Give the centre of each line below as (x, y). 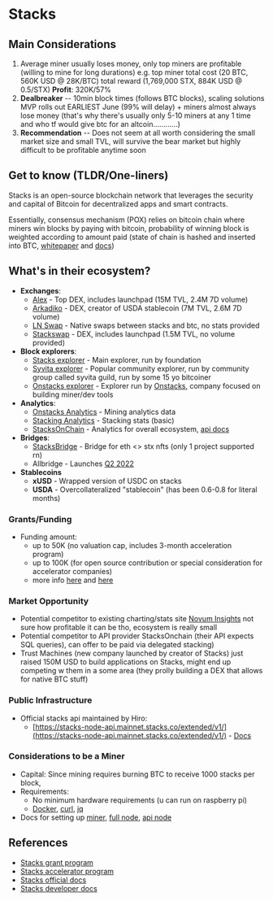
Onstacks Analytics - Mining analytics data (104, 411)
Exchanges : (41, 290)
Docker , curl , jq (58, 808)
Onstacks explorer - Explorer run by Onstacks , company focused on (146, 385)
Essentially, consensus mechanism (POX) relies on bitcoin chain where (127, 220)
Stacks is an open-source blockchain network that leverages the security (131, 195)
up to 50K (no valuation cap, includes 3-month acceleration (132, 545)
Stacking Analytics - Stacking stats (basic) (103, 420)
